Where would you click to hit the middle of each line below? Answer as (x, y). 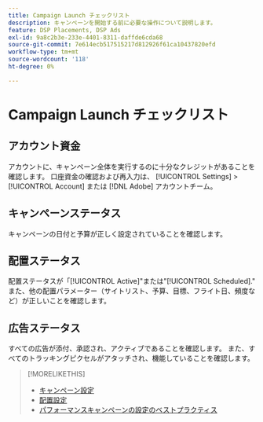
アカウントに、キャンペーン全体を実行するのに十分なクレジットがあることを (131, 167)
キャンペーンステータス (65, 213)
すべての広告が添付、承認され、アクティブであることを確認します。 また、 (128, 349)
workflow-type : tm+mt (44, 52)
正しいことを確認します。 (70, 301)
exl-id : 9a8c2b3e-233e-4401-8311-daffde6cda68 (86, 37)
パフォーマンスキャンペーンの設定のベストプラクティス (128, 410)
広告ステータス (44, 328)
